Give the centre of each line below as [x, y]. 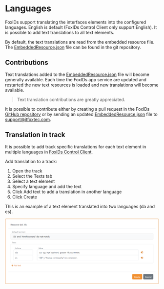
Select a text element [33, 181]
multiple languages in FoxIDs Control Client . [49, 152]
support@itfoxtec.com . [28, 119]
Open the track [27, 171]
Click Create [25, 197]
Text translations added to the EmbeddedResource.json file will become [77, 74]
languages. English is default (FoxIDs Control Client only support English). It [81, 27]
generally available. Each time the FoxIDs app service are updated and [76, 79]
